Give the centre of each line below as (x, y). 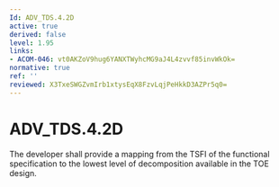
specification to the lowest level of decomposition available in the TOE (139, 164)
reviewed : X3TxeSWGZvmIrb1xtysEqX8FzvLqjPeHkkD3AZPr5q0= (118, 85)
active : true (34, 26)
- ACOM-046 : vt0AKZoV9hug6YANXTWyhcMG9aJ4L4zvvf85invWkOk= (122, 59)
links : (22, 51)
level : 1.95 (31, 43)
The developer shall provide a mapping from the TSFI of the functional (139, 154)
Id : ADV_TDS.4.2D (42, 18)
